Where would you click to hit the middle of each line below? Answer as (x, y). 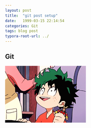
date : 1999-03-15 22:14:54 (35, 21)
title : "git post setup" (31, 15)
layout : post (18, 10)
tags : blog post (22, 31)
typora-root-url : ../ (27, 36)
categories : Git (22, 26)
